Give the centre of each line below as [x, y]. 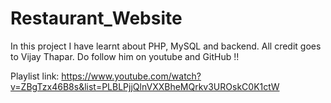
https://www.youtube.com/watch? [131, 76]
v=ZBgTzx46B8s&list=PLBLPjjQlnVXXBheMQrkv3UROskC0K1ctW [145, 86]
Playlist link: [35, 76]
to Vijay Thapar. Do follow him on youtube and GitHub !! [125, 56]
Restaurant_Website [96, 18]
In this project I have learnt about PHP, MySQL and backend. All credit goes [166, 46]
